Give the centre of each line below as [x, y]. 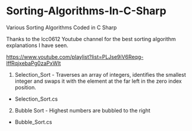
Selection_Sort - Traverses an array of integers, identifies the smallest [100, 74]
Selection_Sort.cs [36, 99]
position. [26, 87]
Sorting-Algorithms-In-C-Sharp [86, 11]
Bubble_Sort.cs [33, 122]
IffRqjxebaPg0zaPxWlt [34, 63]
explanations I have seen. [37, 45]
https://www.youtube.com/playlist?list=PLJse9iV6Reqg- [75, 57]
